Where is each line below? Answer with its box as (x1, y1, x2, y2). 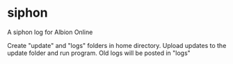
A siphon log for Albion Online (7, 28, 93, 36)
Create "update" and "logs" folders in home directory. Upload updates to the (7, 41, 227, 49)
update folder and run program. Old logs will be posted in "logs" (7, 49, 191, 57)
